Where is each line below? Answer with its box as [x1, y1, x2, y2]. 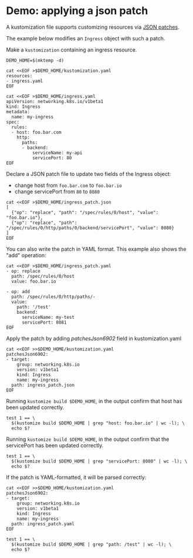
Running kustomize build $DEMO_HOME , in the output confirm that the [6, 435, 170, 443]
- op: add [6, 288, 31, 294]
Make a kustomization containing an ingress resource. [6, 46, 137, 53]
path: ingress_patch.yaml [11, 520, 75, 527]
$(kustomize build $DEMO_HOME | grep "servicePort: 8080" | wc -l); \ [11, 458, 188, 464]
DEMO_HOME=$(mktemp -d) [6, 57, 65, 63]
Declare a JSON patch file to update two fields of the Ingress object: [6, 170, 171, 177]
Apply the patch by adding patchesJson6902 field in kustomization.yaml [6, 335, 182, 342]
